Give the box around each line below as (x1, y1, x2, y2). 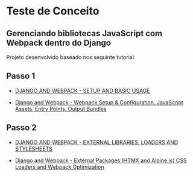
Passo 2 (6, 122, 37, 133)
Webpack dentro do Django (6, 37, 112, 48)
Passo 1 (6, 71, 35, 81)
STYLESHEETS (14, 145, 53, 152)
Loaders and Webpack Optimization (14, 163, 104, 170)
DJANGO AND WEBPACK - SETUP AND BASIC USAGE (14, 87, 150, 94)
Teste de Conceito (6, 4, 100, 18)
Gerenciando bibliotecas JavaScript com (6, 28, 163, 39)
